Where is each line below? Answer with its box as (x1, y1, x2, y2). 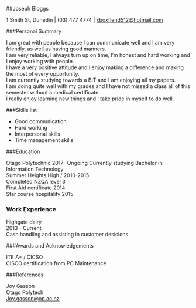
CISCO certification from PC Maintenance (6, 260, 106, 267)
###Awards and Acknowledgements (6, 242, 94, 249)
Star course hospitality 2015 (6, 191, 74, 197)
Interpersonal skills (14, 130, 60, 137)
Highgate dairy (6, 218, 42, 225)
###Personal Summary (6, 28, 62, 35)
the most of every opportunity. (6, 70, 80, 77)
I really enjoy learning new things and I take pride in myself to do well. (6, 95, 174, 102)
